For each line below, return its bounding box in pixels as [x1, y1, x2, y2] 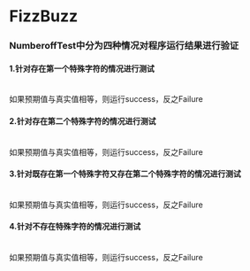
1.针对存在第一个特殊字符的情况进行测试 [9, 63, 155, 74]
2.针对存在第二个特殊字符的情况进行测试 [9, 115, 156, 126]
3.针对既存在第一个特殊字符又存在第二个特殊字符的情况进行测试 [9, 168, 241, 179]
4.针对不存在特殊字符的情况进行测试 [9, 221, 141, 232]
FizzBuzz [9, 6, 79, 27]
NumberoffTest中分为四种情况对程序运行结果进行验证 [9, 40, 239, 52]
